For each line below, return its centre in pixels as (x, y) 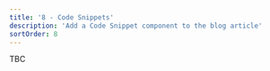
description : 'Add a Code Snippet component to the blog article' (136, 26)
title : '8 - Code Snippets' (62, 17)
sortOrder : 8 (34, 34)
